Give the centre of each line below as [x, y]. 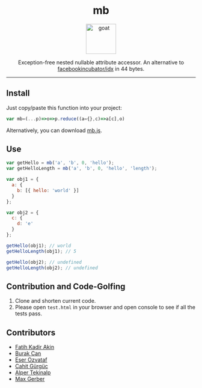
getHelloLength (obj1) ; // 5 [41, 251]
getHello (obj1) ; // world [38, 246]
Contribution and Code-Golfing [66, 286]
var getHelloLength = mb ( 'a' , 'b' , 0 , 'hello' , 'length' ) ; [82, 169]
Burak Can [28, 353]
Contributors [31, 332]
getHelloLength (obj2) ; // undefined [52, 268]
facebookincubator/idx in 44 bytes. [101, 68]
